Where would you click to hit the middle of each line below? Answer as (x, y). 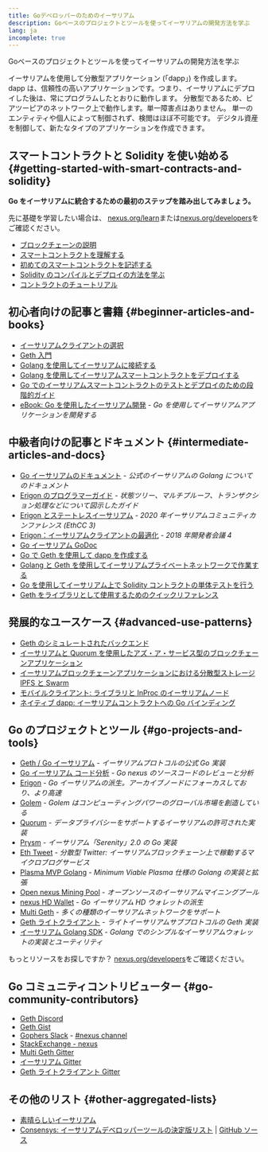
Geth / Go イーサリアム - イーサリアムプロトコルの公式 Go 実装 (122, 763)
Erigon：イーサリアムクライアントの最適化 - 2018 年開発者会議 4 (126, 535)
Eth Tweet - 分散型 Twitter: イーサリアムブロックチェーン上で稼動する (133, 853)
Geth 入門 (36, 355)
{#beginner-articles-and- (190, 312)
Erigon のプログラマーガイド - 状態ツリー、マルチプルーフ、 (118, 495)
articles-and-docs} (57, 455)
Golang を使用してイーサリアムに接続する (88, 365)
